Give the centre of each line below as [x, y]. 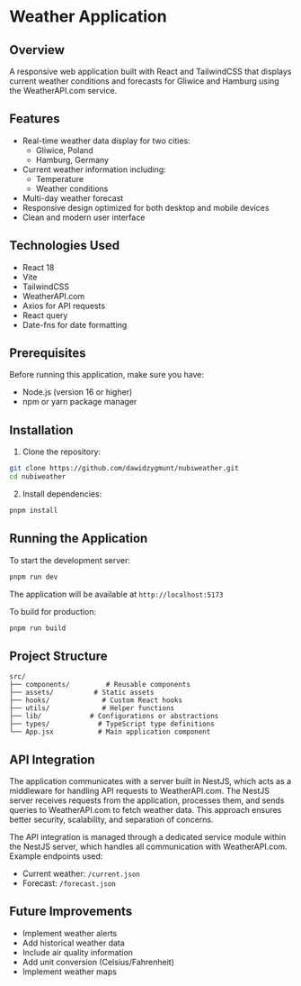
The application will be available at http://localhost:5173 [116, 594]
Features [35, 119]
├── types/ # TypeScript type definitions [112, 724]
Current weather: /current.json [81, 874]
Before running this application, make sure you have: [107, 375]
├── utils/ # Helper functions [92, 708]
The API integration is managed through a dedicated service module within [148, 837]
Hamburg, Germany [72, 160]
